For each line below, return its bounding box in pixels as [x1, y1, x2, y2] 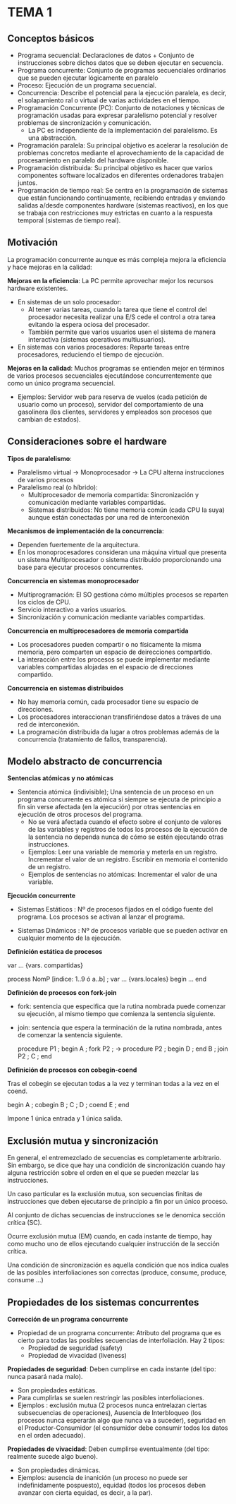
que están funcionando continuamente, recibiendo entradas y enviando [17, 193, 225, 202]
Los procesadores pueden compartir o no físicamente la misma [17, 640, 202, 648]
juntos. [17, 179, 37, 187]
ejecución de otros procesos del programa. [17, 810, 143, 819]
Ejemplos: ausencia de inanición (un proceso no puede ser [17, 1474, 188, 1482]
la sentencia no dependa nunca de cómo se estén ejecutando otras [27, 832, 224, 841]
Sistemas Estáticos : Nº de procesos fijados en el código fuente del [17, 905, 213, 914]
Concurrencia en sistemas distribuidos [7, 684, 124, 692]
